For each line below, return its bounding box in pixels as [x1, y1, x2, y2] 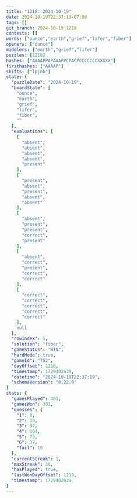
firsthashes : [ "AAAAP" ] [6, 63, 64, 69]
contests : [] [6, 31, 38, 36]
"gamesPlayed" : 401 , [11, 396, 61, 402]
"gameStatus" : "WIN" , [11, 347, 64, 353]
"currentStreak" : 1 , [11, 456, 61, 462]
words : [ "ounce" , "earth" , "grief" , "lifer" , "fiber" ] [6, 36, 132, 42]
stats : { [6, 391, 27, 397]
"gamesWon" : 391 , [11, 401, 54, 407]
